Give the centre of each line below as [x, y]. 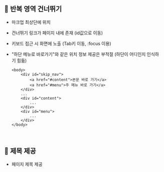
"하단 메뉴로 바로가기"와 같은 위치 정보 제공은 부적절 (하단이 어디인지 [78, 54]
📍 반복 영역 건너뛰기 [33, 9]
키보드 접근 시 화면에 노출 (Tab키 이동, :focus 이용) [61, 43]
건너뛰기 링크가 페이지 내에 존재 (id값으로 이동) [57, 33]
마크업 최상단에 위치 [31, 22]
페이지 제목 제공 [27, 164]
